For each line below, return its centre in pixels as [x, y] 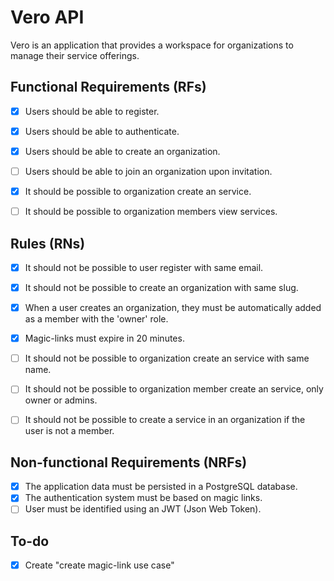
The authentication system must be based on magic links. [143, 498]
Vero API [47, 17]
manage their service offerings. [75, 55]
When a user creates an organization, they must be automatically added [173, 308]
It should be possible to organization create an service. [138, 191]
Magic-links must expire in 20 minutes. [104, 338]
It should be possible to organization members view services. [151, 212]
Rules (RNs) [48, 243]
